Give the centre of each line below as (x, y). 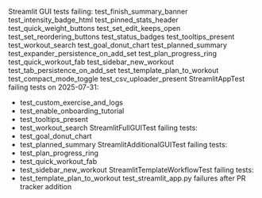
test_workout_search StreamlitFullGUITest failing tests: (109, 128)
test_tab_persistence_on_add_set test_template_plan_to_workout (114, 70)
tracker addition (46, 187)
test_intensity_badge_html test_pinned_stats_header (93, 20)
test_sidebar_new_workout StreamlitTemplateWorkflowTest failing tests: (137, 170)
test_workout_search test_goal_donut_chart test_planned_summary (118, 45)
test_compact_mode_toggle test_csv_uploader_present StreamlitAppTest (127, 79)
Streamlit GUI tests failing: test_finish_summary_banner (98, 11)
